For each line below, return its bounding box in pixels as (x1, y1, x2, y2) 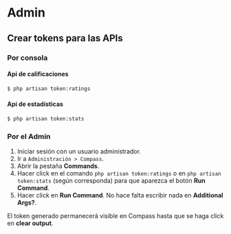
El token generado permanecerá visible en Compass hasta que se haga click (7, 211, 224, 220)
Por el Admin (7, 131, 51, 141)
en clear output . (7, 219, 54, 227)
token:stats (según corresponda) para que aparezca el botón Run (16, 176, 206, 184)
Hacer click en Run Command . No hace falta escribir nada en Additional (16, 191, 223, 199)
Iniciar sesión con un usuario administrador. (16, 147, 141, 156)
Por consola (7, 53, 48, 63)
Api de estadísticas (7, 100, 64, 108)
